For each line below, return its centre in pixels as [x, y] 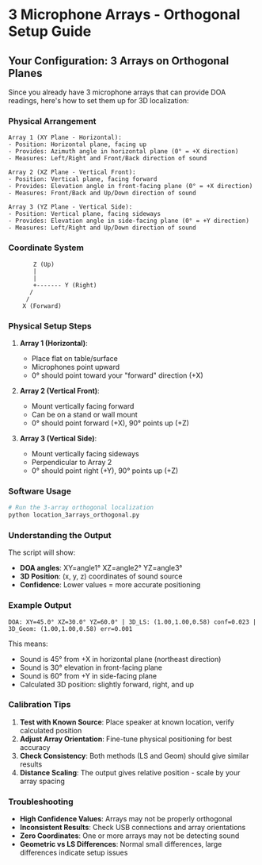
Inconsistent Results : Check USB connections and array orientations [133, 828]
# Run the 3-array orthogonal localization [81, 508]
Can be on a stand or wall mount [85, 414]
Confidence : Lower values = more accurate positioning [110, 585]
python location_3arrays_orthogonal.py [74, 515]
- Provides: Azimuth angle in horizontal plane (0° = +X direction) [123, 152]
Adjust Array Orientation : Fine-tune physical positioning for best [125, 739]
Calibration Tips [40, 705]
